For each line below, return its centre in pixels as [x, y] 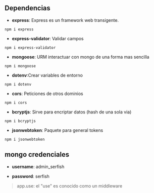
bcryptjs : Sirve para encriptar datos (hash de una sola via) [72, 112]
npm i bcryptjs [20, 121]
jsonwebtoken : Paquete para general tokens [57, 130]
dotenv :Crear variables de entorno [47, 75]
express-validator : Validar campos [48, 38]
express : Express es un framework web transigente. [65, 20]
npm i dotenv [18, 84]
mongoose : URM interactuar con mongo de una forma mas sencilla [80, 57]
